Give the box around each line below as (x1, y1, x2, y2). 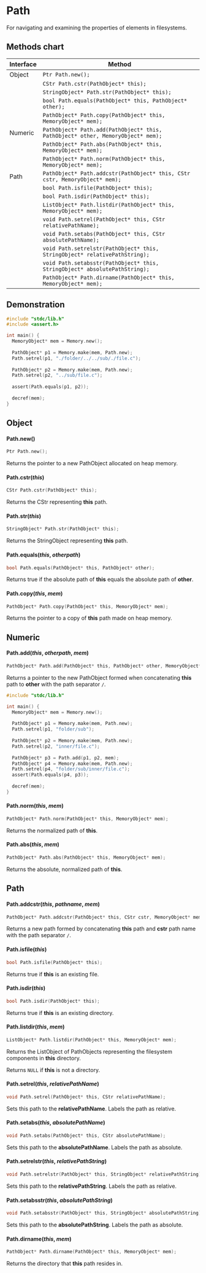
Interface (9, 59, 37, 68)
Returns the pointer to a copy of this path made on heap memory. (6, 614, 172, 622)
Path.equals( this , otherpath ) (6, 551, 81, 558)
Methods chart (6, 42, 64, 52)
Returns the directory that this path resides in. (6, 1260, 123, 1267)
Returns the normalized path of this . (6, 827, 98, 834)
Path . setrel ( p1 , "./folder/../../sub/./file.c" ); (12, 355, 141, 362)
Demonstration (6, 300, 66, 310)
